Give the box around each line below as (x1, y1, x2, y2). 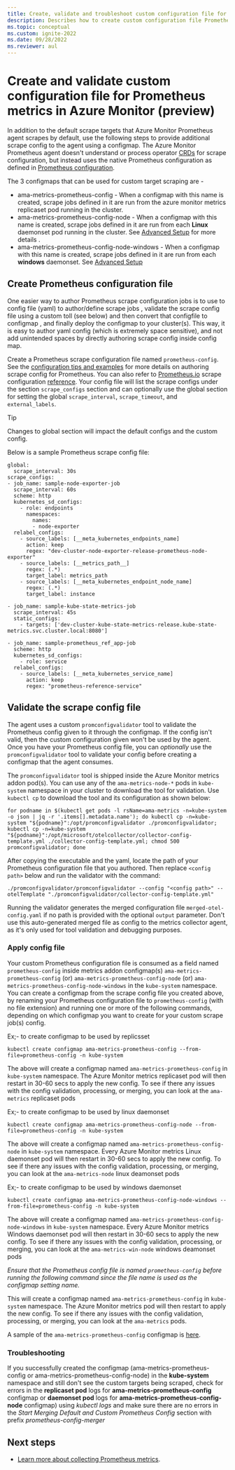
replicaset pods (31, 1094, 76, 1102)
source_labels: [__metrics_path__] (25, 559, 130, 567)
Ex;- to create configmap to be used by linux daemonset (7, 1107, 170, 1116)
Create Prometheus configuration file (7, 278, 173, 290)
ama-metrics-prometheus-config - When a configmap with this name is (17, 190, 224, 199)
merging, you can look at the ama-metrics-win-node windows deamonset (7, 1245, 215, 1253)
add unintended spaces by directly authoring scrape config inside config (7, 334, 217, 342)
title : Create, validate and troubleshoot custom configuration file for (7, 10, 227, 18)
